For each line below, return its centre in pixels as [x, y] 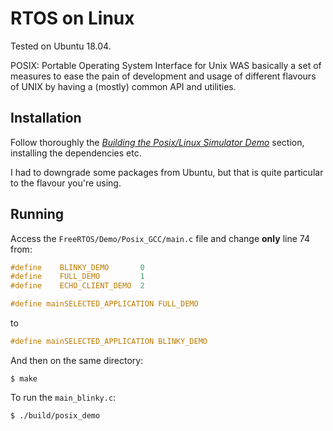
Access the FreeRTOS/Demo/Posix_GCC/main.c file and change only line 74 [160, 238]
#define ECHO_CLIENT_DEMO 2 [77, 286]
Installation [46, 118]
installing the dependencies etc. [76, 153]
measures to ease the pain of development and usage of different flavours [163, 76]
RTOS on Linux [72, 18]
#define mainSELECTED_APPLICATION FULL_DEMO [104, 304]
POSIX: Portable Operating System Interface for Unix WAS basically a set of [166, 65]
